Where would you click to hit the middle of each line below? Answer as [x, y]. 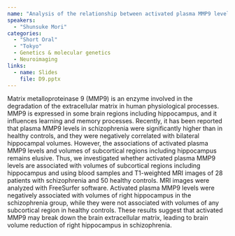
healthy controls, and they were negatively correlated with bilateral [103, 136]
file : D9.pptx [40, 79]
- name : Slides [36, 72]
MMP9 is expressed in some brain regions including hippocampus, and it [112, 113]
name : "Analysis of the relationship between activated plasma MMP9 [109, 14]
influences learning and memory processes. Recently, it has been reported [115, 121]
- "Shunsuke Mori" [41, 27]
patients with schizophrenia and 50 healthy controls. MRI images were [108, 181]
